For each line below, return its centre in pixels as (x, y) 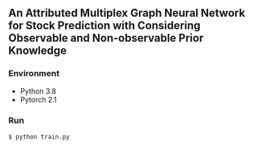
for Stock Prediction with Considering (104, 26)
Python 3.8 (38, 91)
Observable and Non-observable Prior (106, 38)
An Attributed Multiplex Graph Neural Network (127, 13)
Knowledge (37, 51)
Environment (34, 74)
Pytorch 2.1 (38, 99)
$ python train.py (39, 137)
